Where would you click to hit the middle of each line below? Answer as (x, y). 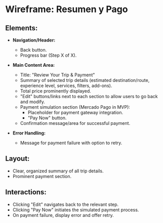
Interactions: (26, 192)
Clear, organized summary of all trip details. (58, 171)
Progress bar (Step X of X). (48, 55)
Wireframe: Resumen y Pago (67, 9)
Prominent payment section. (42, 176)
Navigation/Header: (34, 40)
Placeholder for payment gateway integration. (75, 113)
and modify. (33, 102)
